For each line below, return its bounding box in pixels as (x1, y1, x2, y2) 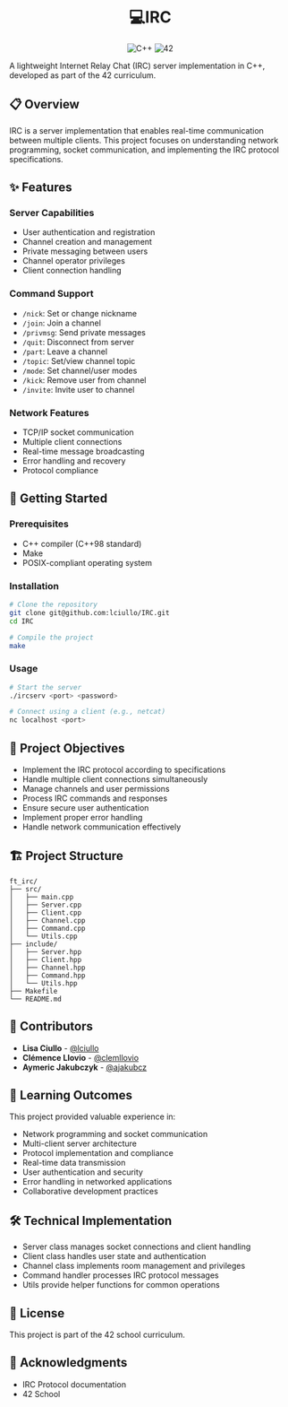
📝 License (9, 1306, 65, 1321)
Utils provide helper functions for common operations (21, 1280, 221, 1290)
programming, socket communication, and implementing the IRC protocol (9, 144, 280, 155)
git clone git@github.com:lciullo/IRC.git (9, 608, 170, 617)
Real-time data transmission (21, 1158, 126, 1168)
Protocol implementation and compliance (21, 1148, 174, 1159)
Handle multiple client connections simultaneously (21, 774, 208, 785)
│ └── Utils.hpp (9, 978, 78, 987)
